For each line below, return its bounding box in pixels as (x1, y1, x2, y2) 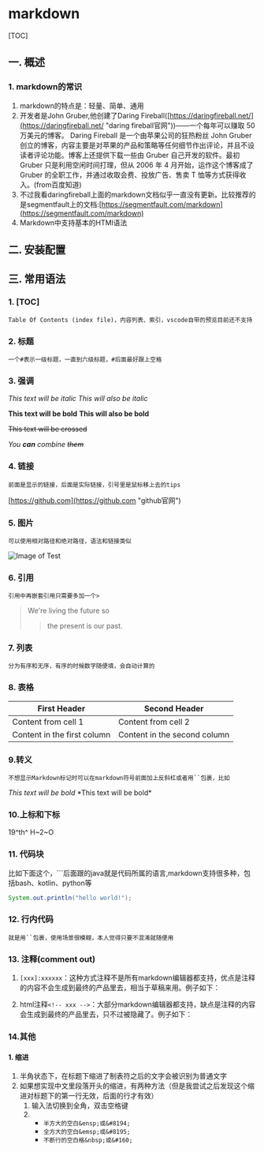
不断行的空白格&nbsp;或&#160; (43, 1136, 133, 1145)
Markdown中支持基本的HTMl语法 (19, 218, 128, 227)
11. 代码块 (8, 849, 45, 860)
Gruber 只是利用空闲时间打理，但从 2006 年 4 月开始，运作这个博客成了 (19, 159, 254, 170)
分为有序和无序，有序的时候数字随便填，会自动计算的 (8, 662, 155, 670)
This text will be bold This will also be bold (8, 409, 150, 418)
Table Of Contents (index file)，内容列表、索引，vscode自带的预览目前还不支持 (8, 316, 253, 324)
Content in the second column (117, 729, 230, 740)
